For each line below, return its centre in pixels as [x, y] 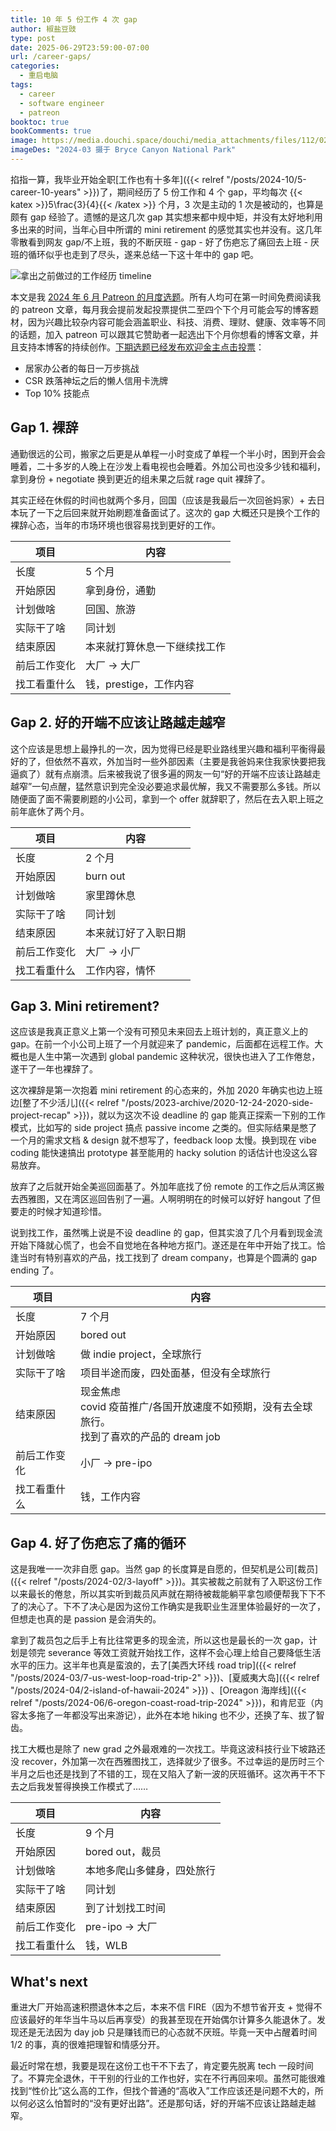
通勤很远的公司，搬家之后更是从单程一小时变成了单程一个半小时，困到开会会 [168, 453]
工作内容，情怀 [121, 970]
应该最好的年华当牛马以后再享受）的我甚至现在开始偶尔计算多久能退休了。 [163, 2019]
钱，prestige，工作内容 [140, 684]
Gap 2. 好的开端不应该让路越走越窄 [118, 722]
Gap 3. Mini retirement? [85, 1006]
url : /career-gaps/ [51, 57]
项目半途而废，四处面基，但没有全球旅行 [175, 1373]
